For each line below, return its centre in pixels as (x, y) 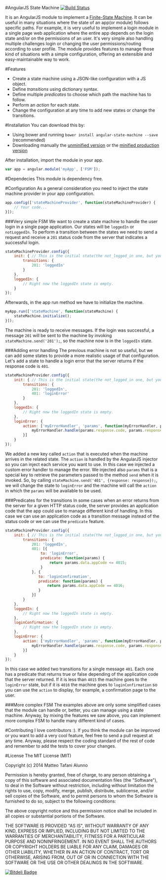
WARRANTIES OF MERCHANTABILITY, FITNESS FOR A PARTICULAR (75, 836)
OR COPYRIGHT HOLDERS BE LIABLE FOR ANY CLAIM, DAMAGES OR (77, 847)
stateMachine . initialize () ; (43, 316)
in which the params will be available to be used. (54, 490)
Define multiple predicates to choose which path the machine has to (82, 94)
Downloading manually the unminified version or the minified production (86, 145)
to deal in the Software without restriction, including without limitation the (80, 785)
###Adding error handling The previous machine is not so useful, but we (79, 350)
